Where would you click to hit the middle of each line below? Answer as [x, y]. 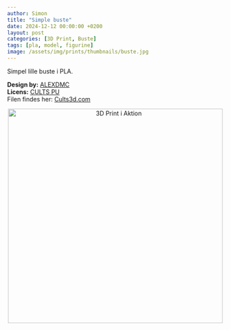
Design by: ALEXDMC [38, 84]
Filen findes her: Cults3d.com [49, 99]
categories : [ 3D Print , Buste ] [52, 39]
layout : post [26, 33]
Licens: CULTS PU [33, 92]
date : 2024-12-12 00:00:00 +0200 [55, 26]
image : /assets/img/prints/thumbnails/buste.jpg [78, 52]
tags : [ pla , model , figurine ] [50, 45]
